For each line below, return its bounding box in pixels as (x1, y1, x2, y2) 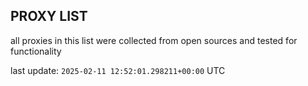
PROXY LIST (10, 8, 88, 25)
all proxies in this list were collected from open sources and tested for (10, 34, 298, 46)
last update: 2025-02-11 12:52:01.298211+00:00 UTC (10, 64, 226, 76)
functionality (10, 45, 62, 57)
